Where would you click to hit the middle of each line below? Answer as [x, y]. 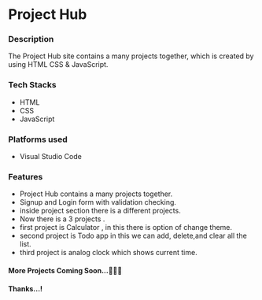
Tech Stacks [32, 85]
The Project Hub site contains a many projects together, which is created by [131, 56]
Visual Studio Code [51, 157]
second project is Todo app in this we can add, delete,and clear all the [133, 236]
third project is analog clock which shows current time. [109, 253]
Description [31, 39]
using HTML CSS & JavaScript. [58, 65]
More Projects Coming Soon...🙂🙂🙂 [65, 270]
